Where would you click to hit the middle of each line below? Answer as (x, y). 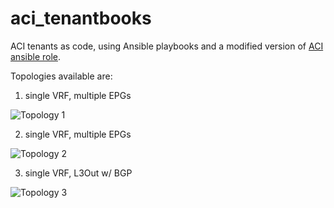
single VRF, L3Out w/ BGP (78, 173)
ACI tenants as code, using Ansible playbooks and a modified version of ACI (167, 46)
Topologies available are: (61, 76)
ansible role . (36, 56)
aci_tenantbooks (81, 18)
